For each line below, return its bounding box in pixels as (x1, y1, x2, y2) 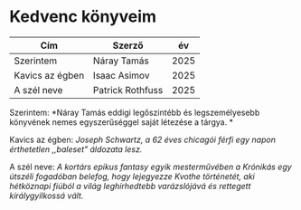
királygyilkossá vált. (9, 190, 84, 201)
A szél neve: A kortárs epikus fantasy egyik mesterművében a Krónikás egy (9, 161, 292, 172)
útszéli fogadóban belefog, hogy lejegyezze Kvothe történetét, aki (9, 170, 255, 182)
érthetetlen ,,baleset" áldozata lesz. (9, 143, 143, 155)
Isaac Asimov (93, 69, 150, 81)
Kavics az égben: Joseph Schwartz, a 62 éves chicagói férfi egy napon (9, 134, 276, 145)
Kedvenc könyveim (9, 6, 156, 27)
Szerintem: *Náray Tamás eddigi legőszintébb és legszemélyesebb (9, 107, 260, 118)
